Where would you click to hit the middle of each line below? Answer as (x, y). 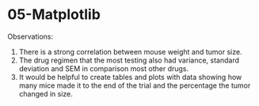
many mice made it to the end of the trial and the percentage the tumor (135, 85)
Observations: (30, 36)
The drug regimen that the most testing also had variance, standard (129, 60)
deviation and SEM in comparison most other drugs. (104, 68)
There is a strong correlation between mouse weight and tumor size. (130, 51)
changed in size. (46, 93)
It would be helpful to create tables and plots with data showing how (130, 77)
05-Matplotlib (54, 15)
